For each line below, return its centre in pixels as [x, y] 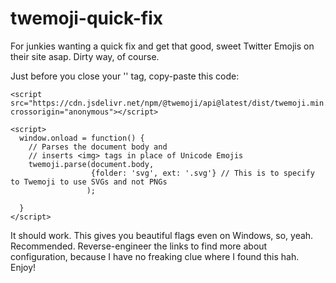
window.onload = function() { [82, 138]
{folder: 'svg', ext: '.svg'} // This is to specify [202, 173]
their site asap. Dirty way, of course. [85, 56]
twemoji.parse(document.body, [91, 164]
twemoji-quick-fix [86, 18]
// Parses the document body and [98, 147]
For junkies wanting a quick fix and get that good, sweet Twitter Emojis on [162, 46]
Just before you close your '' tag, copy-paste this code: [125, 76]
